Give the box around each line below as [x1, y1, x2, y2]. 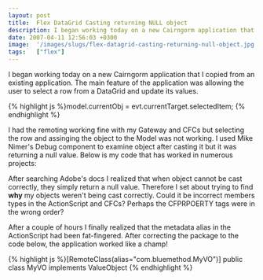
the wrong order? [8, 208, 64, 216]
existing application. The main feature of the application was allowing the [8, 78, 245, 87]
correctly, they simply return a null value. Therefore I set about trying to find [8, 182, 254, 191]
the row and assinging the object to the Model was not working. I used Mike [8, 134, 254, 142]
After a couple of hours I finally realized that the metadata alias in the [8, 223, 232, 232]
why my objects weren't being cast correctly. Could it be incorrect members [8, 190, 255, 200]
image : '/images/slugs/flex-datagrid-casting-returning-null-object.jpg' [8, 41, 258, 49]
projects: [8, 159, 37, 168]
